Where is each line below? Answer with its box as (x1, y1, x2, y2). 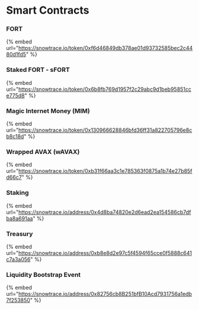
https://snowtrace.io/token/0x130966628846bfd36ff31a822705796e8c (18, 127, 192, 134)
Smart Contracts (6, 4, 90, 17)
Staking (6, 188, 29, 197)
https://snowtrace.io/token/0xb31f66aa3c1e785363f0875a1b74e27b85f (18, 168, 192, 175)
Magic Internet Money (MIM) (6, 106, 90, 115)
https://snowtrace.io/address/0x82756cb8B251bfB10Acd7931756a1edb (18, 291, 192, 298)
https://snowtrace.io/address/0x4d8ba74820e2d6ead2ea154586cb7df (18, 209, 191, 216)
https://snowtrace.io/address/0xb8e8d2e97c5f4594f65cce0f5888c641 (18, 249, 192, 256)
